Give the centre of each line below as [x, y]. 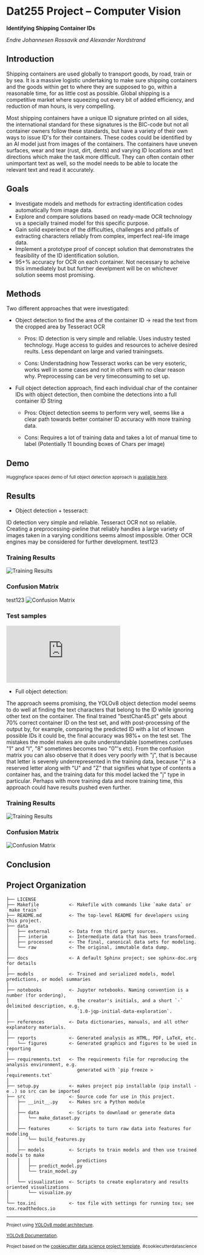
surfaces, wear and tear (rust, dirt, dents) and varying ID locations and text [100, 150]
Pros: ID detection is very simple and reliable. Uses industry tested [107, 339]
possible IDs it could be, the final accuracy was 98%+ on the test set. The [99, 735]
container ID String [39, 401]
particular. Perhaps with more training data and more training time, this [95, 780]
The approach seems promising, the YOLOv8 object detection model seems [101, 703]
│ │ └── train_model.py [42, 1171]
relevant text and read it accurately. [51, 169]
